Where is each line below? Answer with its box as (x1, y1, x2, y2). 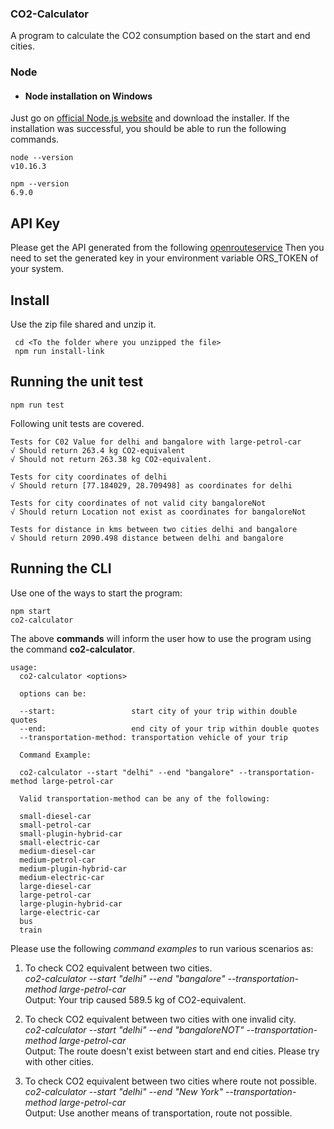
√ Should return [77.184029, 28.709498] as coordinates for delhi (10, 480, 293, 491)
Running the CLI (10, 560, 112, 577)
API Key (10, 215, 61, 232)
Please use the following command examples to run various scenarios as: (10, 942, 314, 954)
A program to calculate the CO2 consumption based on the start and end (10, 30, 311, 42)
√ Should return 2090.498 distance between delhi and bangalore (10, 533, 284, 543)
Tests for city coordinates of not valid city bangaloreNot (10, 498, 267, 508)
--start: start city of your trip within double (19, 706, 298, 716)
